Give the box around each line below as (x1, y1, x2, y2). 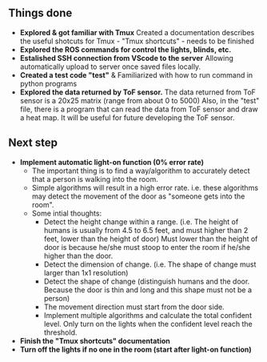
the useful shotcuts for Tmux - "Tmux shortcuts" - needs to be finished (19, 36, 254, 46)
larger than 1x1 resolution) (43, 267, 129, 277)
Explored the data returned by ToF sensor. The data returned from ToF (19, 87, 256, 97)
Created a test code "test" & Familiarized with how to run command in (19, 70, 253, 79)
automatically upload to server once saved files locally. (19, 62, 201, 71)
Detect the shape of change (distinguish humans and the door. (43, 276, 250, 286)
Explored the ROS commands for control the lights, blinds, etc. (19, 44, 232, 54)
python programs (19, 78, 78, 88)
